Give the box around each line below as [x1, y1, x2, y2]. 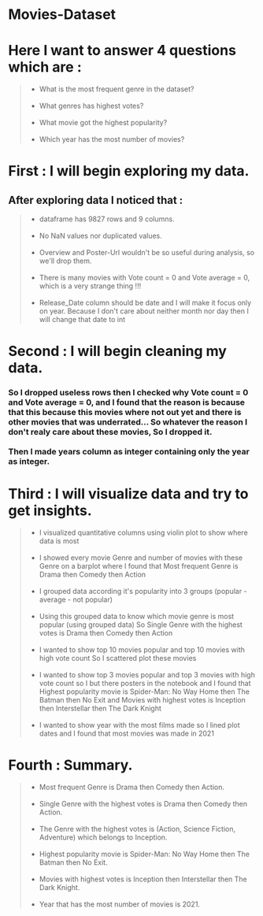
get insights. [8, 502, 92, 520]
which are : [8, 58, 82, 76]
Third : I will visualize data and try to [8, 485, 249, 503]
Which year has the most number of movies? [39, 135, 185, 144]
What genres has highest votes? [39, 101, 144, 111]
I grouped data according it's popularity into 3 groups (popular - [39, 587, 247, 596]
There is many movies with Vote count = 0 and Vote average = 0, [39, 273, 250, 283]
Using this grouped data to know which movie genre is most [39, 612, 235, 621]
